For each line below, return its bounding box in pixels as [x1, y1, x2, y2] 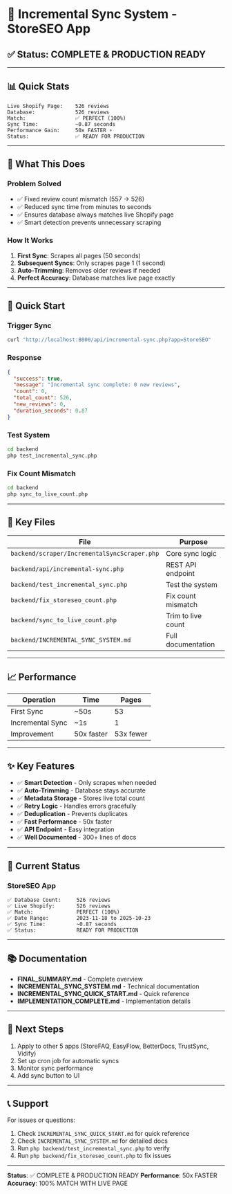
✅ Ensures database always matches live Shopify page [17, 210, 174, 219]
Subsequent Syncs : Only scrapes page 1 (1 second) [17, 259, 166, 267]
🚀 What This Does [7, 159, 86, 170]
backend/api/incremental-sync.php [10, 565, 124, 573]
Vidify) [17, 1049, 37, 1058]
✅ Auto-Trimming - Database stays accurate [17, 786, 146, 795]
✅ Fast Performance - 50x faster [17, 817, 113, 826]
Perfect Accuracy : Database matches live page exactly [17, 273, 175, 282]
